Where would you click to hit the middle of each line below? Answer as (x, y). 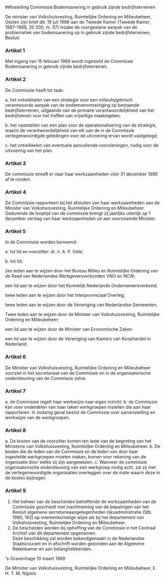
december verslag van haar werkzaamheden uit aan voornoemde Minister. (81, 219)
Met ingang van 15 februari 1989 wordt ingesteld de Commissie (69, 61)
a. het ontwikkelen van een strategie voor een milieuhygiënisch (69, 100)
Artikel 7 (16, 391)
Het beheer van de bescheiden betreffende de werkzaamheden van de (84, 501)
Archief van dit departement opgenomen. (54, 533)
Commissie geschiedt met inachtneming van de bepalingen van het (81, 507)
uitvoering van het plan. (29, 150)
